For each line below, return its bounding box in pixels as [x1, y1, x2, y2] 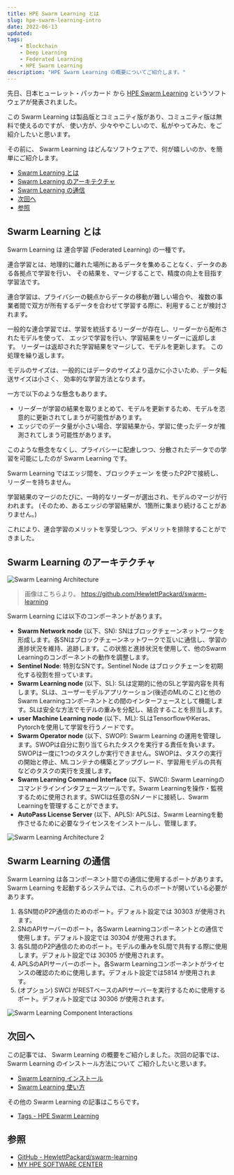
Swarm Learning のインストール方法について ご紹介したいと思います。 [7, 1059, 210, 1067]
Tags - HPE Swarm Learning [17, 1111, 99, 1120]
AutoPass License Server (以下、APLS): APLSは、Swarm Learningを [17, 810, 217, 819]
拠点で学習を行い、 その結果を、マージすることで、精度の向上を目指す [19, 269, 223, 277]
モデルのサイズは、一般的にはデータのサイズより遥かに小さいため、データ [7, 366, 221, 375]
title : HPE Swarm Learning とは [7, 10, 99, 17]
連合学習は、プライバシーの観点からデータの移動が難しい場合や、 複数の [7, 293, 217, 301]
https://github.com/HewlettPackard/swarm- [81, 590, 207, 598]
